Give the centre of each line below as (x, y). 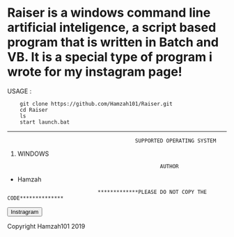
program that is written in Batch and (113, 42)
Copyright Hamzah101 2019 (46, 226)
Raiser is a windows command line (109, 13)
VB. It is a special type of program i (110, 57)
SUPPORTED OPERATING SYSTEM (175, 140)
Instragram (25, 212)
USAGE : (19, 91)
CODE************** (36, 198)
